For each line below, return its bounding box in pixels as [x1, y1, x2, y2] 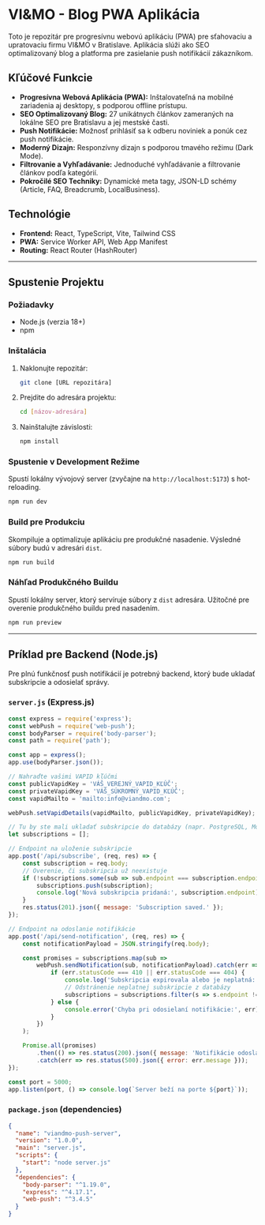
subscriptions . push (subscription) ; [36, 881, 154, 889]
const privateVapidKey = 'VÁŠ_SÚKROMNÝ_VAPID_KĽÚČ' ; [8, 787, 185, 795]
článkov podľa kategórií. [19, 167, 99, 177]
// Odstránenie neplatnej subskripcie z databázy [64, 983, 231, 992]
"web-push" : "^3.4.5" [22, 1195, 93, 1204]
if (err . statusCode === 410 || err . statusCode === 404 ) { [50, 969, 245, 977]
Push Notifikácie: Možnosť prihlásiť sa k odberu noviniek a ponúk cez [19, 126, 248, 135]
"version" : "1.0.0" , [15, 1137, 83, 1144]
